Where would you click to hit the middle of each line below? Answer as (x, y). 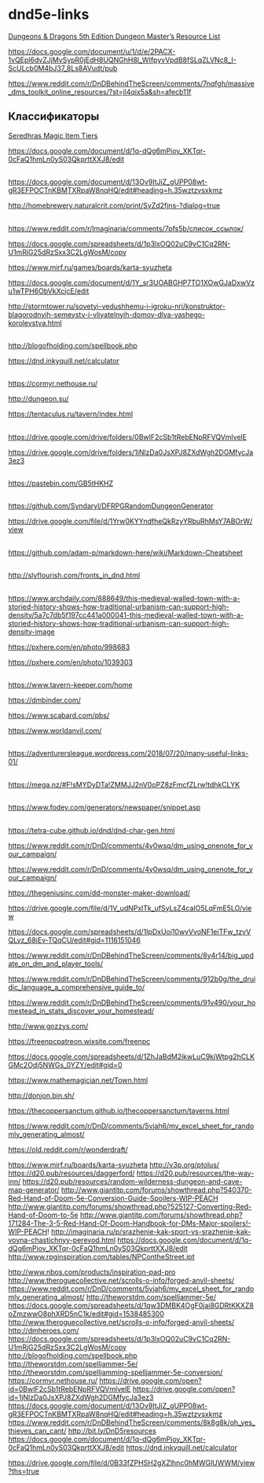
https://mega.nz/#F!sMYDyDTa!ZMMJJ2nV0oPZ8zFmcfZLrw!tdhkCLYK (124, 784)
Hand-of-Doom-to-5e (43, 1215)
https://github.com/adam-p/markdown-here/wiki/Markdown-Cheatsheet (126, 552)
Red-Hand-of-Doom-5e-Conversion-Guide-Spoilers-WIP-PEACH (113, 1198)
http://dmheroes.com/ (44, 1330)
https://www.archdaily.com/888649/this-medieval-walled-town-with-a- (125, 598)
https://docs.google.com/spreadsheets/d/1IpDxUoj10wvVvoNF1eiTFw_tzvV (130, 931)
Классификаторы (54, 117)
